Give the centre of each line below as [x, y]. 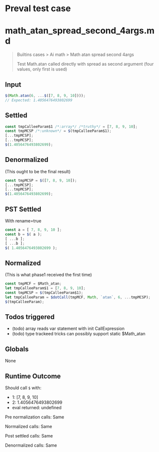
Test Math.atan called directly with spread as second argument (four [85, 64]
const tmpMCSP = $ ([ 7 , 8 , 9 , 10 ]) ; [41, 181]
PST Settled [23, 209]
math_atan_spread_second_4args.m [80, 31]
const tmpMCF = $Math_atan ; [33, 284]
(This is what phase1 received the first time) [48, 275]
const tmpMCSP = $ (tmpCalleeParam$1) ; [44, 292]
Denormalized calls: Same [31, 445]
